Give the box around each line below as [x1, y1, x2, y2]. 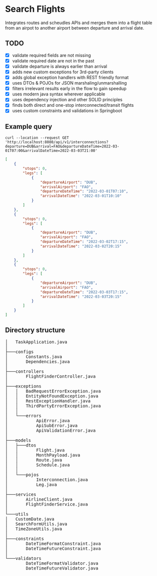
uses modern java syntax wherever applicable [12, 91, 105, 97]
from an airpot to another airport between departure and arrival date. [5, 25, 145, 30]
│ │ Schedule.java [5, 462, 70, 468]
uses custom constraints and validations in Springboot [12, 108, 123, 114]
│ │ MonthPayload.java [5, 452, 80, 458]
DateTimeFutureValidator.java [26, 565, 99, 571]
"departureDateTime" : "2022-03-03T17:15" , [40, 289, 129, 295]
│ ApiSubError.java [5, 423, 78, 428]
